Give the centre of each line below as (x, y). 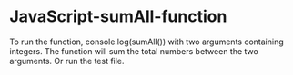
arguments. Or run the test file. (67, 61)
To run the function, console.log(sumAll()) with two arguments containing (146, 42)
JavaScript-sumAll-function (118, 17)
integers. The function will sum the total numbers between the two (134, 51)
